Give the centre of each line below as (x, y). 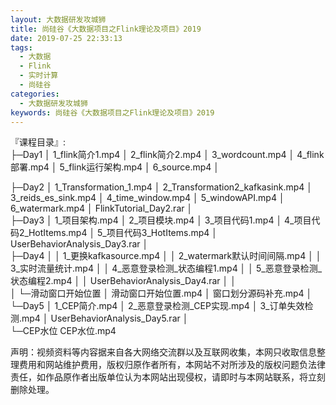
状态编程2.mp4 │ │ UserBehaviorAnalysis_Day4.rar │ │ (123, 281)
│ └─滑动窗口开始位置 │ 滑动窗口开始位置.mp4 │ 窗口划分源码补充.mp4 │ (161, 293)
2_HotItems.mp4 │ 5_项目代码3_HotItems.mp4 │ (118, 233)
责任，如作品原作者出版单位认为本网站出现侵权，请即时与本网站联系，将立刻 (168, 377)
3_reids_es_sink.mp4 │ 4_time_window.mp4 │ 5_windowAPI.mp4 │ (147, 198)
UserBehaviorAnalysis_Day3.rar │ (79, 244)
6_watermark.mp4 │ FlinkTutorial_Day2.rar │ (101, 208)
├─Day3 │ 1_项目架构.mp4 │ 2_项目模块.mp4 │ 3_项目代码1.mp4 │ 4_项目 (161, 220)
